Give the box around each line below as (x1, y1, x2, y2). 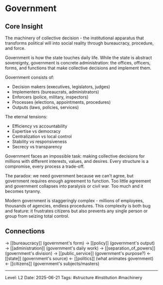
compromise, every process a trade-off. (5, 163, 85, 169)
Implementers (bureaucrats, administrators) (12, 89, 99, 95)
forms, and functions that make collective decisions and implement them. (5, 65, 152, 71)
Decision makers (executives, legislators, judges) (12, 84, 110, 90)
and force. (5, 46, 26, 51)
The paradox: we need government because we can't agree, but (5, 173, 134, 178)
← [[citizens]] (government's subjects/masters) (5, 260, 99, 267)
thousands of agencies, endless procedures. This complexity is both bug (5, 203, 151, 208)
